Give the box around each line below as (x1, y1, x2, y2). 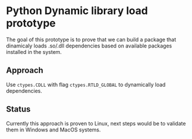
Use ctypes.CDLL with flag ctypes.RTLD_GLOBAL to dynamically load (6, 81, 166, 88)
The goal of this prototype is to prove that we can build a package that (6, 36, 176, 43)
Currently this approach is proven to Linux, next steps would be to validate (6, 120, 186, 127)
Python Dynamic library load (6, 4, 148, 18)
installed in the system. (6, 48, 62, 55)
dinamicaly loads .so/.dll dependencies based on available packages (6, 42, 172, 49)
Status (6, 104, 31, 114)
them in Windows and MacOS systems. (6, 126, 101, 133)
